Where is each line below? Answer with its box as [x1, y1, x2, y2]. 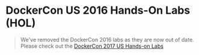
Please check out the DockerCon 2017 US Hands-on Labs [20, 42, 164, 50]
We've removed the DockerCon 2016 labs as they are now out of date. [20, 36, 194, 43]
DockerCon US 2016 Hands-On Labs [5, 4, 191, 17]
